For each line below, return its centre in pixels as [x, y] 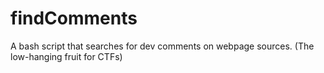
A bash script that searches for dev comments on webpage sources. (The [162, 46]
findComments [74, 18]
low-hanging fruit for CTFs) [66, 56]
